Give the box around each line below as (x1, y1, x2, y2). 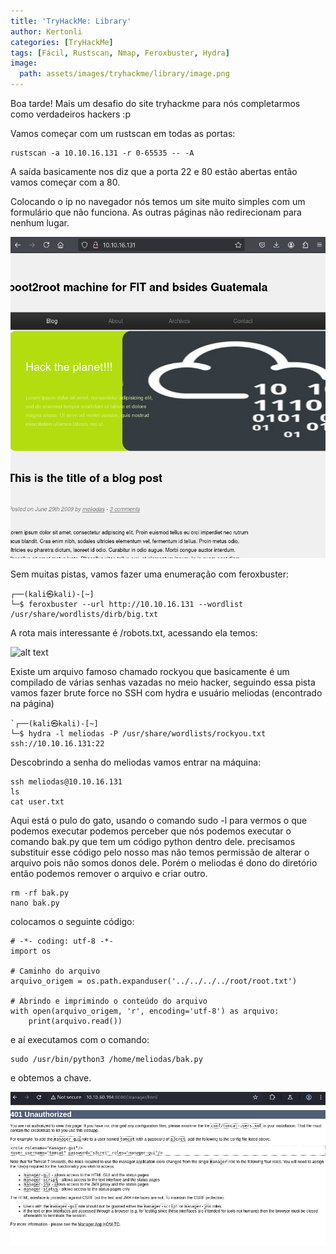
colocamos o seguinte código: (10, 915, 135, 927)
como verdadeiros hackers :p (10, 108, 131, 120)
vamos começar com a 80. (10, 176, 121, 188)
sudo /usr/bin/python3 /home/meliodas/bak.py (10, 1054, 203, 1064)
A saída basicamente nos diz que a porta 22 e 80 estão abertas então (10, 166, 298, 177)
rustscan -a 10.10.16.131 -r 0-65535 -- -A (10, 148, 195, 158)
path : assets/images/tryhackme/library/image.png (19, 69, 230, 79)
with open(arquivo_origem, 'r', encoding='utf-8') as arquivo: (10, 1006, 280, 1016)
